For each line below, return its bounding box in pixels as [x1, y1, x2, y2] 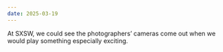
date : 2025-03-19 [7, 10, 58, 17]
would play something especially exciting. [7, 36, 129, 45]
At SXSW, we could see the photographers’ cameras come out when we [7, 29, 216, 37]
